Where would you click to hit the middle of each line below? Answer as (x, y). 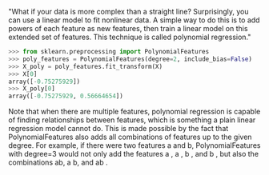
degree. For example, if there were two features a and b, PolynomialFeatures (134, 145)
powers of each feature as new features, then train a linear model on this (128, 28)
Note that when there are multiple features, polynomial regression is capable (134, 112)
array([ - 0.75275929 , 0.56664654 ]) (66, 96)
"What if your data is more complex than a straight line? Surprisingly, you (129, 12)
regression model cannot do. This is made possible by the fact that (118, 129)
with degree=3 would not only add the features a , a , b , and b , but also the (133, 154)
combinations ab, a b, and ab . (58, 162)
